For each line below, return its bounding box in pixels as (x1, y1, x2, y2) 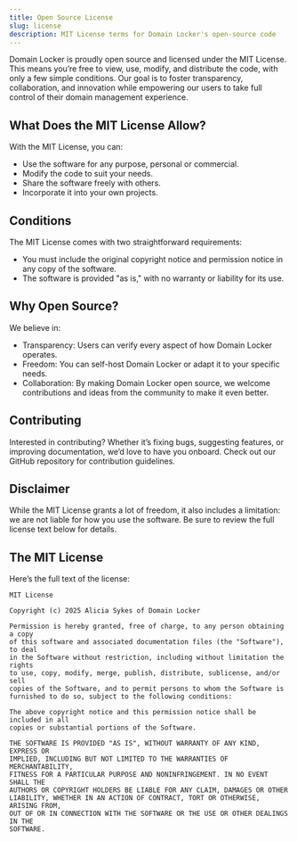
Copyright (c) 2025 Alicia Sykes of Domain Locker (9, 606, 201, 615)
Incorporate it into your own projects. (21, 187, 158, 198)
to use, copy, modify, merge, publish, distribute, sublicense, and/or (9, 669, 280, 678)
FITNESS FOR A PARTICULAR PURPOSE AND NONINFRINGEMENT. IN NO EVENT (9, 771, 269, 779)
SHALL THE (9, 778, 46, 787)
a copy (9, 630, 34, 639)
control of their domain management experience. (9, 92, 189, 103)
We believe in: (9, 322, 60, 333)
